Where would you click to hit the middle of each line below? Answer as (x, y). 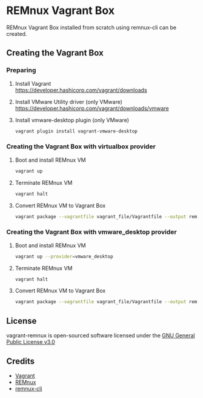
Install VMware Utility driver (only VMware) (69, 101)
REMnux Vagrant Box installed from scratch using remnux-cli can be (92, 27)
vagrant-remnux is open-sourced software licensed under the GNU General (101, 335)
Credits (21, 361)
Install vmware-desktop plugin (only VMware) (72, 120)
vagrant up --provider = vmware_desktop (64, 256)
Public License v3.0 (31, 342)
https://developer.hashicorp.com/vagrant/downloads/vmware (92, 108)
